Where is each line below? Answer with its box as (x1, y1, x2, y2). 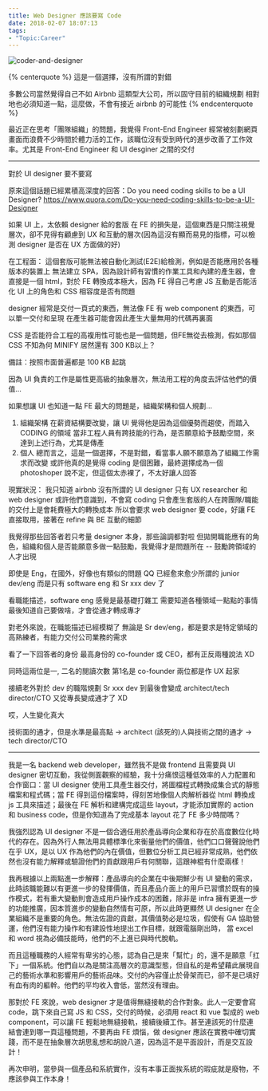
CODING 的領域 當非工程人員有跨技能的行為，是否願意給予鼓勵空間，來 (19, 428, 255, 438)
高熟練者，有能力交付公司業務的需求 (8, 632, 128, 642)
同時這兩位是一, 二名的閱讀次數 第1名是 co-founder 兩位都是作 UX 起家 (8, 667, 240, 676)
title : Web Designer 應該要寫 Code (8, 11, 122, 20)
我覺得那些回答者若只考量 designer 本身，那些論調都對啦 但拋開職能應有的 (8, 532, 253, 542)
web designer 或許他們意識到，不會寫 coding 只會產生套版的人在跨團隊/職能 (8, 495, 259, 505)
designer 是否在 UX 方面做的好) (17, 240, 121, 250)
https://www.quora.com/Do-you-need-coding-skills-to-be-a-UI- (43, 195, 255, 204)
